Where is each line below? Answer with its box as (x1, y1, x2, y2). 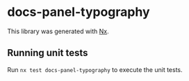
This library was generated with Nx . (7, 27, 109, 35)
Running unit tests (7, 47, 88, 59)
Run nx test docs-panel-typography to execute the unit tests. (7, 65, 183, 73)
